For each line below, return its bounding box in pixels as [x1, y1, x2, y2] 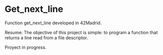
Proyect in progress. [5, 44, 47, 50]
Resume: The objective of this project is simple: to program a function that [5, 29, 158, 35]
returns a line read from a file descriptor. [5, 35, 88, 41]
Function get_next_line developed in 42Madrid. [5, 20, 102, 26]
